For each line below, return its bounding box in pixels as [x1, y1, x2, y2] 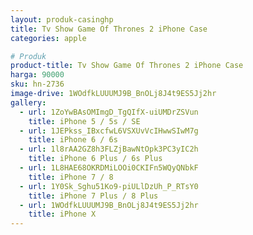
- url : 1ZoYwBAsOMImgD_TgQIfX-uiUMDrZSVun [19, 107, 199, 117]
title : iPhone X [28, 209, 97, 220]
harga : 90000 [10, 70, 65, 80]
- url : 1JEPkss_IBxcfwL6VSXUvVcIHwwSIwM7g [19, 126, 199, 136]
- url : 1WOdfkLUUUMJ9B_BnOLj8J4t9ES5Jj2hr [19, 200, 199, 210]
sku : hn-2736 [10, 79, 65, 90]
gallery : [10, 97, 47, 108]
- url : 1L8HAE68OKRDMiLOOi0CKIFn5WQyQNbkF [19, 163, 199, 173]
